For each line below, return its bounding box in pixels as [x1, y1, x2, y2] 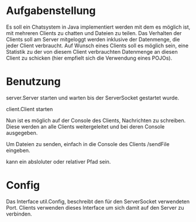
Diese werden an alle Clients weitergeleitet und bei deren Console [6, 123, 165, 130]
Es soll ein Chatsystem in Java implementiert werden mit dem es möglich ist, [6, 23, 191, 30]
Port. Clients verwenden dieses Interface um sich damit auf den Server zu [6, 204, 184, 211]
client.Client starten [6, 105, 53, 112]
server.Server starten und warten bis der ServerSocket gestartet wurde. [6, 94, 180, 101]
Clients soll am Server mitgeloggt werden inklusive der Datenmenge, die [6, 36, 180, 43]
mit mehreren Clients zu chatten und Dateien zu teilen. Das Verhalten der [6, 29, 182, 36]
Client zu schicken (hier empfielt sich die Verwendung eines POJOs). [6, 54, 173, 61]
